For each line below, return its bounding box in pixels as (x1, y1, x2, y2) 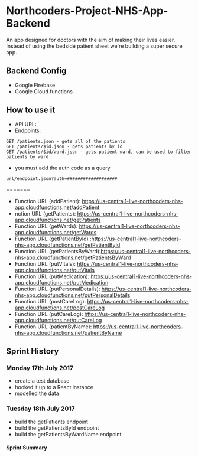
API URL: (14, 120, 37, 128)
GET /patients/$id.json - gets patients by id (6, 143, 123, 149)
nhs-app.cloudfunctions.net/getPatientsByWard (14, 254, 131, 261)
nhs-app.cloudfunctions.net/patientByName (14, 329, 122, 336)
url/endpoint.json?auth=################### (6, 175, 118, 181)
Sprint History (6, 346, 59, 356)
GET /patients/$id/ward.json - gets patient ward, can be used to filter (6, 149, 192, 155)
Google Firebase (14, 81, 56, 89)
